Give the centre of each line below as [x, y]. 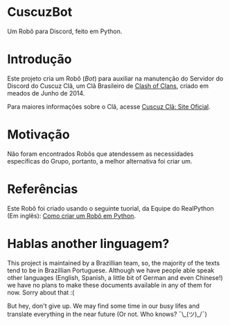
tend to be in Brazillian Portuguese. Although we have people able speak [111, 270]
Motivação [39, 135]
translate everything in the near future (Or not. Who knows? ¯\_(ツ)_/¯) [107, 314]
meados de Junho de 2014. [46, 93]
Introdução [39, 59]
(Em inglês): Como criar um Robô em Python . [72, 216]
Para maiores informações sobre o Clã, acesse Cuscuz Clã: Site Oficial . [109, 106]
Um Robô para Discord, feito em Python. [65, 31]
